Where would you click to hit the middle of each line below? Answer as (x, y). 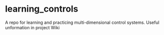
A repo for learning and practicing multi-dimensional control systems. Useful (82, 22)
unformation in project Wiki (32, 27)
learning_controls (42, 9)
